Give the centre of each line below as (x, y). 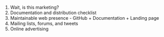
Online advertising (29, 29)
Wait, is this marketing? (35, 7)
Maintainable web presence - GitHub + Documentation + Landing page (85, 18)
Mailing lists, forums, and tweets (44, 23)
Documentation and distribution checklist (53, 13)
